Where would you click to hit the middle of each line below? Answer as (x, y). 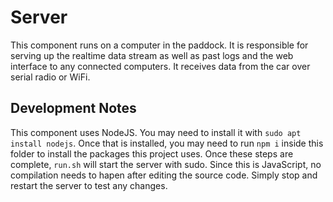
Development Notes (73, 108)
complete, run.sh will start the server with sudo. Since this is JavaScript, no (166, 164)
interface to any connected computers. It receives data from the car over (160, 66)
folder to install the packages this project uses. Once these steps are (152, 153)
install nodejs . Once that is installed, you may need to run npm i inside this (167, 143)
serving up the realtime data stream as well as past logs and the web (152, 55)
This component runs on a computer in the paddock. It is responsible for (159, 45)
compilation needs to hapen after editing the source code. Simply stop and (164, 175)
